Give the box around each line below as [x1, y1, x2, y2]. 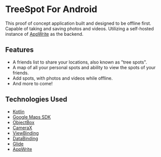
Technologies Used [5, 95, 67, 104]
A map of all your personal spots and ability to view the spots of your [12, 64, 156, 70]
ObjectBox [12, 119, 35, 125]
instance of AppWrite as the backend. [5, 31, 84, 37]
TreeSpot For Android [5, 4, 97, 15]
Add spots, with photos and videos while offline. [12, 75, 113, 81]
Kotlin [12, 109, 25, 115]
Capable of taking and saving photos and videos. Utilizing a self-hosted [5, 25, 154, 31]
